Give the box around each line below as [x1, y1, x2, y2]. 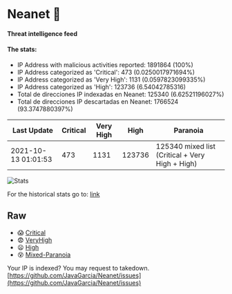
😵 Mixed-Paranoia [17, 250, 71, 259]
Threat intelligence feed [7, 29, 78, 37]
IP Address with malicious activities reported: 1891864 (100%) [17, 60, 193, 68]
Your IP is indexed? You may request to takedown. [7, 264, 150, 272]
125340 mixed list [155, 141, 216, 151]
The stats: [7, 45, 37, 54]
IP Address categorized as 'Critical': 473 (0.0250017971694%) [17, 68, 195, 76]
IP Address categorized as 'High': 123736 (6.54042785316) [17, 82, 186, 91]
